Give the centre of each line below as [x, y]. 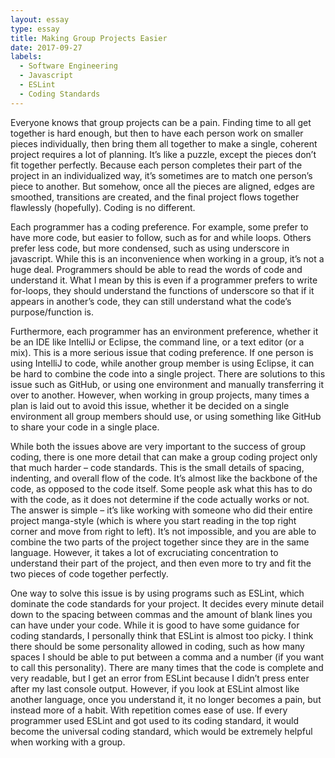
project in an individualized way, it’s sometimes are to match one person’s [161, 175]
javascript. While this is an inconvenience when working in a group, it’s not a [167, 258]
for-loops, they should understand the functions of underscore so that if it [162, 290]
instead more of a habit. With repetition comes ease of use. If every [149, 710]
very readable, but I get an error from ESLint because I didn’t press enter [160, 678]
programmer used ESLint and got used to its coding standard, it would [154, 720]
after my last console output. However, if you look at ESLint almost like [155, 688]
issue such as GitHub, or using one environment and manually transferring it [167, 384]
